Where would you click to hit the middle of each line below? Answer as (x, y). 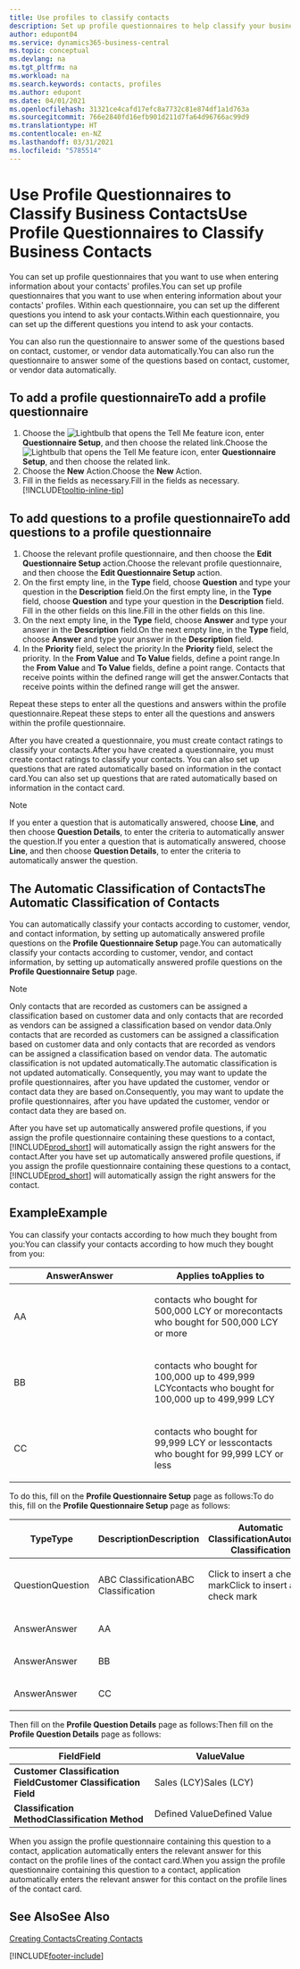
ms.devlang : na (37, 59)
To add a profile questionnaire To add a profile (137, 397)
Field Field (79, 1755)
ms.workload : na (39, 76)
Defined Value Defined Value (213, 1813)
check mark (233, 1596)
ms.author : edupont (46, 92)
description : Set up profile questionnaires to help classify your (137, 26)
